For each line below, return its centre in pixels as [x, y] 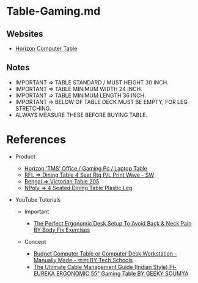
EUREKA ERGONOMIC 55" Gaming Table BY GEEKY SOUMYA [111, 273]
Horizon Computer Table [46, 48]
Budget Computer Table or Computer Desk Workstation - [105, 253]
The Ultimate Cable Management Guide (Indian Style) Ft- [105, 266]
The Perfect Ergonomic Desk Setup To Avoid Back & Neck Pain [112, 223]
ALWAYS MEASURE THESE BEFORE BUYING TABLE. [81, 115]
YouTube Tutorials [38, 199]
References [36, 139]
